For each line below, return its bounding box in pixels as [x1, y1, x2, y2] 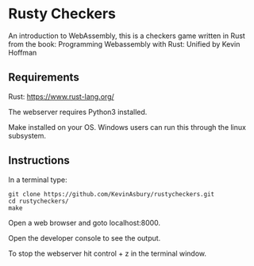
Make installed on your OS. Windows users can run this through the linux [8, 122, 246, 131]
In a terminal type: [8, 175, 67, 184]
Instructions [8, 154, 70, 167]
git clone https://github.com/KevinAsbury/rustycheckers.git [8, 190, 215, 198]
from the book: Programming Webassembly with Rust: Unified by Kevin [8, 39, 241, 48]
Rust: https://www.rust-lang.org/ [8, 92, 115, 101]
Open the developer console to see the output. [8, 233, 161, 242]
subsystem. [8, 131, 46, 140]
